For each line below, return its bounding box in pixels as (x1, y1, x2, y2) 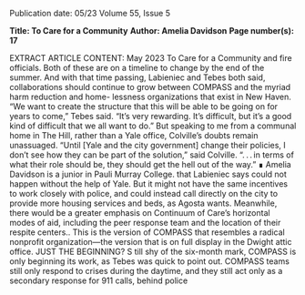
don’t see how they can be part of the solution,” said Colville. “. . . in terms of (9, 149, 294, 160)
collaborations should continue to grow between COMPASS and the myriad (9, 82, 291, 92)
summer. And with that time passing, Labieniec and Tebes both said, (9, 72, 266, 83)
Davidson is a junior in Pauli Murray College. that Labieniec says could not (9, 168, 287, 179)
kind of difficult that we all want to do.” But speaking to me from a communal (9, 120, 297, 131)
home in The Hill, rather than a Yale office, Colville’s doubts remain (9, 130, 259, 140)
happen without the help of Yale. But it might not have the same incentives (9, 178, 289, 189)
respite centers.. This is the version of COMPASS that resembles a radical (9, 227, 285, 238)
